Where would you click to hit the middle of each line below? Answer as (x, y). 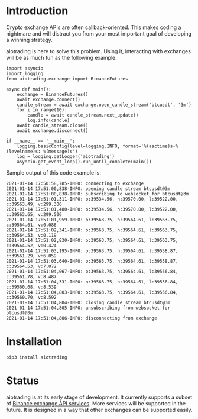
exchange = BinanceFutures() (53, 94)
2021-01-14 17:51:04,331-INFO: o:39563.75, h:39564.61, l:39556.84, (92, 282)
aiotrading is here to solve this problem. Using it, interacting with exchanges (98, 51)
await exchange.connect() (49, 99)
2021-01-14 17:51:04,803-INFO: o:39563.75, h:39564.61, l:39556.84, (92, 292)
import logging (25, 73)
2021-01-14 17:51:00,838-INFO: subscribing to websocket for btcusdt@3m (98, 194)
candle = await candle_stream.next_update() (83, 115)
